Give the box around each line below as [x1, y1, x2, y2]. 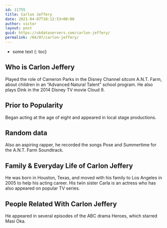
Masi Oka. [5, 218, 26, 224]
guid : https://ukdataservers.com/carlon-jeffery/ [5, 30, 111, 35]
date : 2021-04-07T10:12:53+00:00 [5, 16, 75, 21]
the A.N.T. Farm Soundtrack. [5, 147, 64, 153]
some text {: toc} [12, 48, 47, 55]
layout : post [5, 26, 32, 31]
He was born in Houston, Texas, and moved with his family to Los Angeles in [5, 175, 162, 181]
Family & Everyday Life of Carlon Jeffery [5, 161, 133, 170]
